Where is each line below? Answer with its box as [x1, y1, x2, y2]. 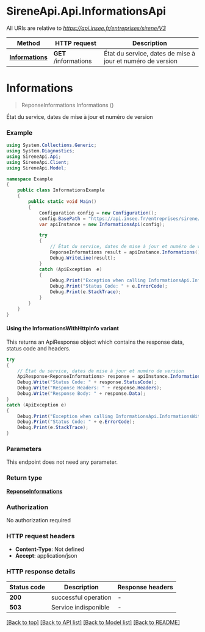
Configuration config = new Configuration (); [38, 210, 157, 216]
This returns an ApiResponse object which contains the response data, [6, 338, 184, 346]
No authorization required [6, 516, 71, 524]
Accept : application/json [15, 552, 77, 559]
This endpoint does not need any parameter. [6, 458, 118, 466]
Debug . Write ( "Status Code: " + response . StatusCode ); [17, 379, 157, 385]
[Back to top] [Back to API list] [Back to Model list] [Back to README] [6, 619, 180, 626]
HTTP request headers [6, 531, 75, 540]
